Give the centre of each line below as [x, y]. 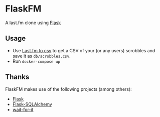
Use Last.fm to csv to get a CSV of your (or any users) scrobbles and [84, 50]
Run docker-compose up [36, 61]
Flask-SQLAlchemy [32, 104]
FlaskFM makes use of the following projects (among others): [68, 89]
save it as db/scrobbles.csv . [42, 56]
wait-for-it [23, 109]
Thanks [17, 77]
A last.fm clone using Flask [33, 23]
